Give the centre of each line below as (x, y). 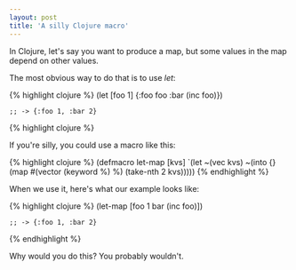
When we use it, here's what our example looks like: (104, 188)
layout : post (33, 17)
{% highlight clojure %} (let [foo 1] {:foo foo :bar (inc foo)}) (116, 95)
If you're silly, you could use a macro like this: (92, 145)
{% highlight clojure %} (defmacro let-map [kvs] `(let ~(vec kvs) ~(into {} (143, 162)
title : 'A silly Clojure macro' (69, 26)
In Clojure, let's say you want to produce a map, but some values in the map (148, 51)
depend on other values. (54, 60)
